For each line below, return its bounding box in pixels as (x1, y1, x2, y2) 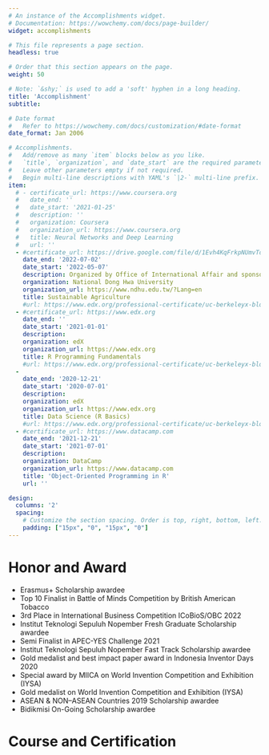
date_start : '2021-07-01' (22, 442, 110, 450)
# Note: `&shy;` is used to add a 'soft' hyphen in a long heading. (8, 85, 242, 93)
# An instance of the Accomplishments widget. (8, 11, 167, 20)
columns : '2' (15, 501, 59, 509)
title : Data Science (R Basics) (22, 412, 130, 420)
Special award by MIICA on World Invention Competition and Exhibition (19, 670, 254, 680)
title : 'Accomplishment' (8, 92, 91, 100)
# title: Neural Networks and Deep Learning (15, 233, 174, 242)
